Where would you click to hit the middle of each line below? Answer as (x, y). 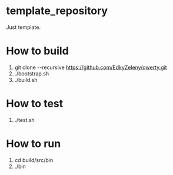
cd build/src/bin (34, 160)
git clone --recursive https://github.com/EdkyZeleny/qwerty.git (91, 67)
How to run (34, 144)
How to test (35, 104)
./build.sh (26, 80)
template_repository (57, 11)
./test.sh (25, 120)
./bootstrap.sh (32, 73)
